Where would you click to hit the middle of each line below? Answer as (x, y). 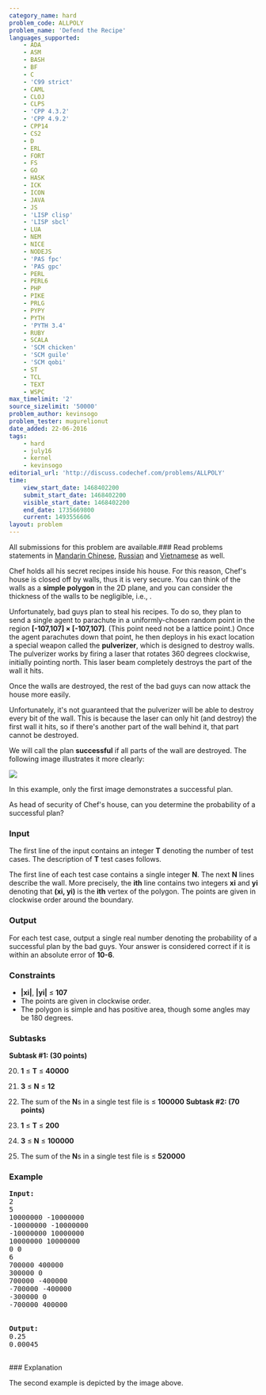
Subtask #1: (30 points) (48, 1055)
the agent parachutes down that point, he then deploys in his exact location (132, 637)
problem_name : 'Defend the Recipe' (68, 30)
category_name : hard (43, 15)
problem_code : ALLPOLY (46, 23)
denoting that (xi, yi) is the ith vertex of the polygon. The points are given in (133, 892)
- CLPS (34, 104)
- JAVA (34, 200)
